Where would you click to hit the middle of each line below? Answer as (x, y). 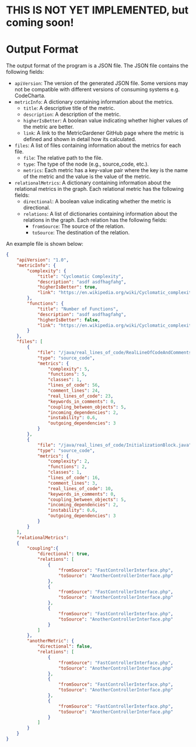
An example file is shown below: (45, 244)
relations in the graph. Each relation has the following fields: (95, 220)
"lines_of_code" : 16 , (74, 478)
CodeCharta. (30, 96)
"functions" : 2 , (67, 467)
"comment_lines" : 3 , (73, 483)
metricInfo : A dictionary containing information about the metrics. (94, 102)
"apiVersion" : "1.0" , (43, 260)
